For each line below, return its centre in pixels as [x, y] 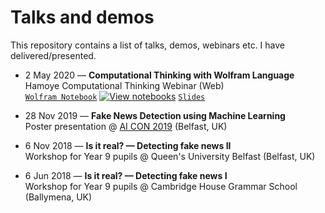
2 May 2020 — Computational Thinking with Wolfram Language [159, 75]
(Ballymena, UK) [58, 197]
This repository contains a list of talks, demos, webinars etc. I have [147, 45]
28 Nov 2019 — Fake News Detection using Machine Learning [155, 115]
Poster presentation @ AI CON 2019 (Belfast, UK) [126, 126]
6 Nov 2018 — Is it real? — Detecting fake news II [128, 145]
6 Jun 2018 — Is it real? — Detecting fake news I [126, 175]
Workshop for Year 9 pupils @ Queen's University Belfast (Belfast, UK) [170, 156]
